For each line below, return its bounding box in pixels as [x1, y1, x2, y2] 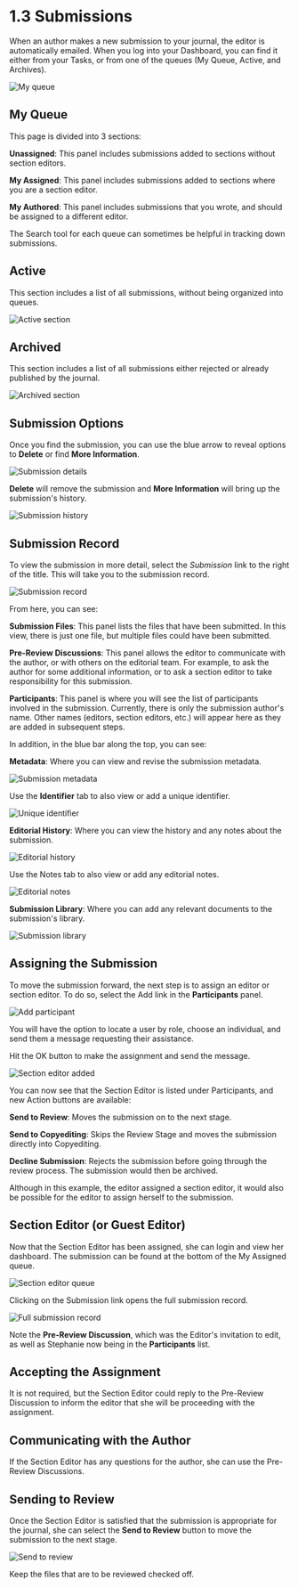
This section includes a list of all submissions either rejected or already [9, 363, 270, 374]
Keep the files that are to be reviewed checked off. [9, 1569, 194, 1580]
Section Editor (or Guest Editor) [9, 1217, 186, 1233]
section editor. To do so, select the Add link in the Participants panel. [9, 989, 263, 999]
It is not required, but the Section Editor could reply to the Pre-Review [9, 1388, 264, 1399]
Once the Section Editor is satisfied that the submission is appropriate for [9, 1516, 278, 1527]
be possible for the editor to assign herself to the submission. [9, 1192, 234, 1202]
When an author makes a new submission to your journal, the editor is [9, 36, 265, 46]
